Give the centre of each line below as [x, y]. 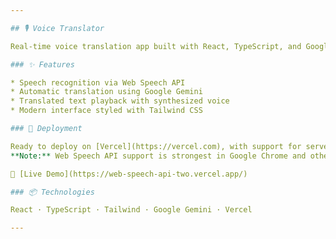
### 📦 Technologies [52, 192]
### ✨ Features [42, 64]
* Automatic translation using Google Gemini [106, 92]
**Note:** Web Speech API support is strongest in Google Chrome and [158, 156]
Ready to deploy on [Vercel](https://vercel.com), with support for [156, 146]
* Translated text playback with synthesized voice [120, 101]
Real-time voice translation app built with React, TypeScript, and [156, 46]
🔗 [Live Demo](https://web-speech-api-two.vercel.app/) [129, 174]
